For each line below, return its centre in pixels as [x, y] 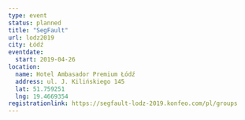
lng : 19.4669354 [42, 96]
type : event [28, 15]
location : [24, 67]
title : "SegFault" [38, 30]
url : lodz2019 [32, 37]
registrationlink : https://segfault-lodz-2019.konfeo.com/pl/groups [123, 103]
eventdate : [26, 52]
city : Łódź [26, 45]
